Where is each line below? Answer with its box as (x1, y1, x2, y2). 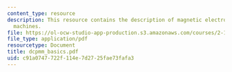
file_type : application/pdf (7, 36, 88, 43)
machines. (13, 23, 41, 29)
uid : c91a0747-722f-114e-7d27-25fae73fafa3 (7, 55, 135, 62)
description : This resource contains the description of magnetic (7, 16, 202, 23)
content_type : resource (7, 10, 76, 17)
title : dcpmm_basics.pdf (7, 49, 79, 56)
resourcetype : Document (7, 42, 76, 49)
